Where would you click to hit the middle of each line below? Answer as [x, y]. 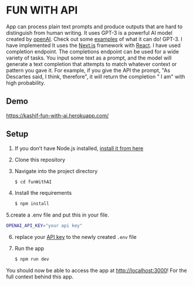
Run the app [29, 248]
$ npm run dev [32, 260]
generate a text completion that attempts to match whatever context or [92, 64]
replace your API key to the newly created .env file [75, 237]
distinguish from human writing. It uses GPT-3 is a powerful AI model [89, 32]
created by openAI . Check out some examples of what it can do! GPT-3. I [94, 39]
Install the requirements [43, 193]
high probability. [26, 82]
